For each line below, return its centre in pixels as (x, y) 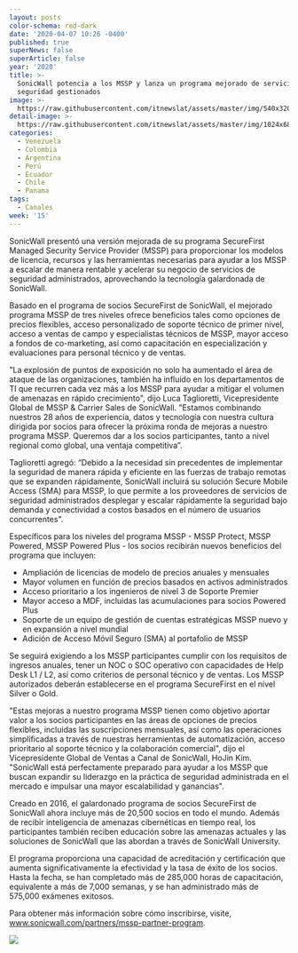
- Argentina (39, 158)
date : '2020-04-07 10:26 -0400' (69, 34)
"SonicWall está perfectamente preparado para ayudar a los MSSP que (139, 767)
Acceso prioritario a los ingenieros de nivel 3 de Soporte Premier (140, 591)
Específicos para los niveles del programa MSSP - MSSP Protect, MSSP (140, 536)
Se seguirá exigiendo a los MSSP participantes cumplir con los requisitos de (148, 655)
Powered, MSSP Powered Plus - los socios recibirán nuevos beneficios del (145, 545)
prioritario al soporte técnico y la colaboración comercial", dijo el (127, 748)
